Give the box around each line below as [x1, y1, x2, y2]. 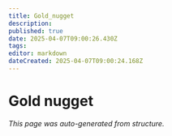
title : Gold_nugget [8, 11, 75, 20]
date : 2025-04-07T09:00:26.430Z [8, 34, 118, 43]
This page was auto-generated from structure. [8, 118, 165, 128]
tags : [8, 42, 27, 50]
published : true [8, 27, 63, 35]
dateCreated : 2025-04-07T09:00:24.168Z [8, 57, 144, 66]
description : [8, 19, 53, 28]
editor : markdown [8, 49, 67, 57]
